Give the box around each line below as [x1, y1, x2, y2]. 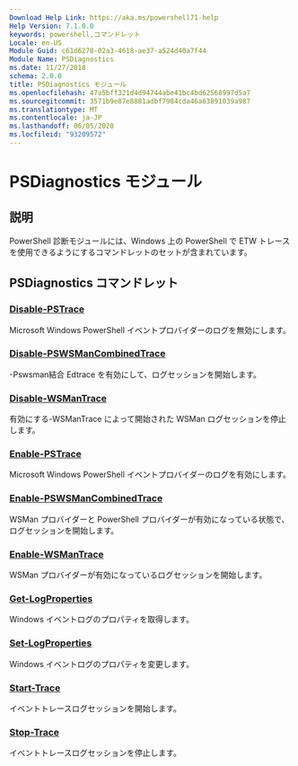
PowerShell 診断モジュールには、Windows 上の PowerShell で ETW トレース [9, 235, 290, 246]
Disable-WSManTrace [9, 392, 108, 404]
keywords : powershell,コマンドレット [9, 30, 141, 39]
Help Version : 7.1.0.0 [9, 22, 94, 31]
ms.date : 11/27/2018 [9, 64, 87, 73]
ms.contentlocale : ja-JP [9, 113, 102, 122]
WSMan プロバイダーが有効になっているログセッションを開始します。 [9, 569, 267, 580]
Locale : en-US [9, 38, 63, 48]
